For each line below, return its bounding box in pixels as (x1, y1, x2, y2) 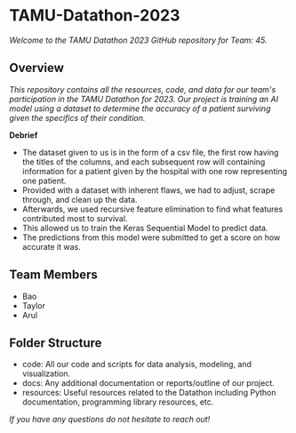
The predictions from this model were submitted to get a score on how (21, 232, 281, 243)
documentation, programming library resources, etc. (21, 397, 214, 407)
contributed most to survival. (21, 212, 128, 223)
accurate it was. (21, 241, 82, 252)
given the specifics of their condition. (9, 112, 146, 123)
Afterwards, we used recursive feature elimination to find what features (21, 204, 284, 214)
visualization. (21, 368, 71, 379)
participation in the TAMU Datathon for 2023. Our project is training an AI (9, 93, 278, 104)
